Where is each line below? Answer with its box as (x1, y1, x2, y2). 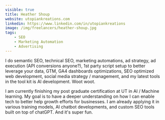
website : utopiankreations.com (5, 16, 70, 21)
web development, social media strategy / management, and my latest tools (5, 73, 160, 79)
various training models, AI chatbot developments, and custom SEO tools (5, 104, 155, 110)
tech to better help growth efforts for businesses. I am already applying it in (5, 98, 160, 104)
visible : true (5, 7, 35, 12)
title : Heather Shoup (5, 12, 50, 17)
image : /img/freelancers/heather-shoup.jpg (5, 26, 97, 31)
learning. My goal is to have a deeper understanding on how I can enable (5, 93, 155, 99)
